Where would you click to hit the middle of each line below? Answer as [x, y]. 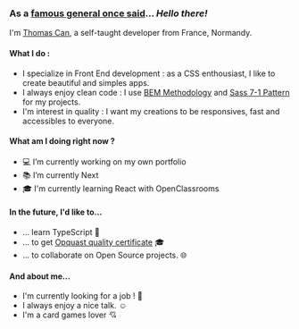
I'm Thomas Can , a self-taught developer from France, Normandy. [131, 33]
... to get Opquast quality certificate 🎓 [93, 242]
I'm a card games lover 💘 [70, 315]
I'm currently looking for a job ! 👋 [82, 296]
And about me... [40, 276]
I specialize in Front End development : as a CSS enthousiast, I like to [149, 73]
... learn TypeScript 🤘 [61, 232]
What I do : [30, 53]
